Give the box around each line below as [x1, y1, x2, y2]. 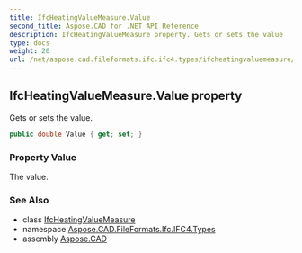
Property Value [9, 150, 77, 163]
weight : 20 [9, 47, 50, 56]
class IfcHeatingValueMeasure [22, 214, 137, 225]
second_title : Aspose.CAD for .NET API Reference [9, 22, 200, 31]
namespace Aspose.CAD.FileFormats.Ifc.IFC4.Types [22, 224, 216, 235]
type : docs [9, 38, 50, 48]
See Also [9, 194, 49, 206]
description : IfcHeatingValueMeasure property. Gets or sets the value [9, 30, 283, 39]
